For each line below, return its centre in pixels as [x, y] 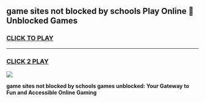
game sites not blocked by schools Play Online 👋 [100, 11]
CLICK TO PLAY [30, 38]
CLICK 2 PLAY [27, 61]
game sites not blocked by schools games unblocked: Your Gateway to [98, 86]
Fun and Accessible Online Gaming [52, 92]
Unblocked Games [42, 21]
